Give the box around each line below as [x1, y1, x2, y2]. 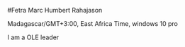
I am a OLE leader [7, 33, 60, 41]
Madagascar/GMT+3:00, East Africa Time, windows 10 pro [7, 20, 179, 27]
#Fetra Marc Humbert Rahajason [7, 6, 103, 14]
